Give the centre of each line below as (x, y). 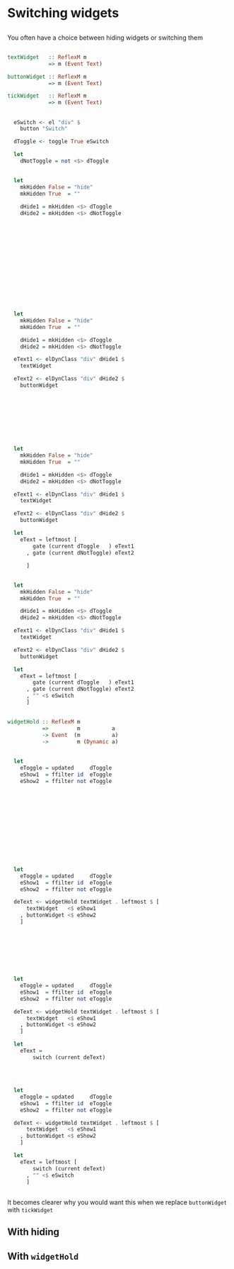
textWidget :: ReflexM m (47, 57)
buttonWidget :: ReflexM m (47, 77)
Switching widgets (63, 13)
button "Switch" (44, 129)
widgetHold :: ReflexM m (44, 722)
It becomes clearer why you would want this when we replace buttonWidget (117, 1202)
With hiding (34, 1232)
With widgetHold (43, 1256)
